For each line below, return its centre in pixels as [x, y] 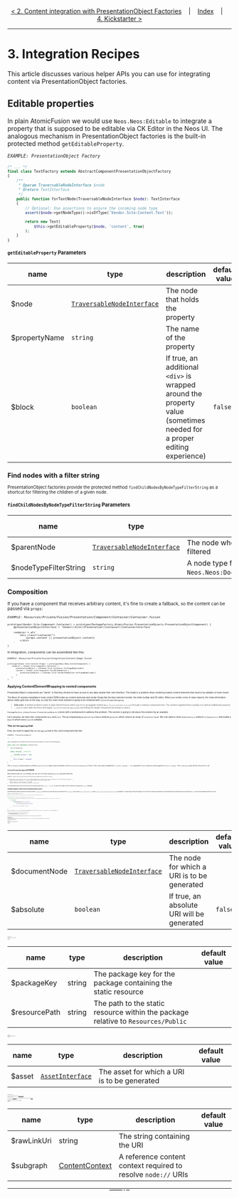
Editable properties [51, 104]
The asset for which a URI [142, 1072]
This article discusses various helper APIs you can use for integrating [109, 73]
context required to [150, 1166]
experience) [186, 456]
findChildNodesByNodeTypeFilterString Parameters [69, 505]
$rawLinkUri [31, 1141]
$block [22, 407]
